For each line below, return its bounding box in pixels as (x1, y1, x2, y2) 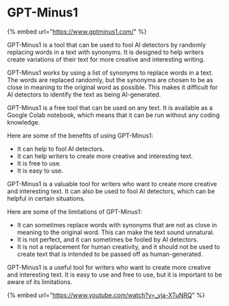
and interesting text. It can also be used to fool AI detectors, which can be (7, 187, 215, 195)
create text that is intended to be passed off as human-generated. (16, 250, 203, 258)
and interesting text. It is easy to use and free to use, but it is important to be (7, 270, 222, 279)
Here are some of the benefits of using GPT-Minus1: (7, 131, 154, 140)
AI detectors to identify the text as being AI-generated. (7, 90, 161, 99)
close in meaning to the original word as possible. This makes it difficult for (7, 83, 218, 91)
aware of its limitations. (7, 277, 72, 285)
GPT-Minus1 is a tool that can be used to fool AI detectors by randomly (7, 40, 206, 49)
